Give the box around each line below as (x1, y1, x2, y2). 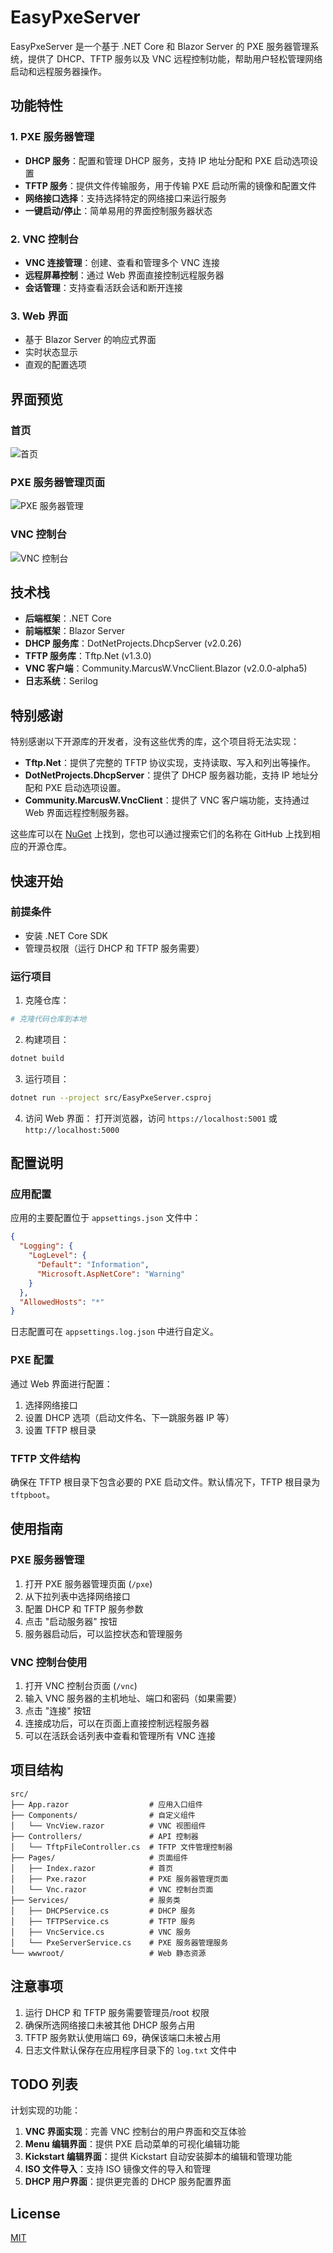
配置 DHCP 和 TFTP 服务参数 (24, 1602, 144, 1615)
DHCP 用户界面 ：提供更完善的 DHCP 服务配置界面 (24, 2176, 232, 2188)
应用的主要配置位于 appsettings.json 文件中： (10, 1212, 202, 1224)
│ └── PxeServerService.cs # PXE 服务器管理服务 (10, 1937, 229, 1948)
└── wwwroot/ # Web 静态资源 (10, 1948, 207, 1958)
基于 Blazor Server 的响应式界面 (24, 334, 157, 346)
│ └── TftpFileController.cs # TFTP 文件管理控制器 (10, 1842, 233, 1852)
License (10, 2205, 61, 2222)
